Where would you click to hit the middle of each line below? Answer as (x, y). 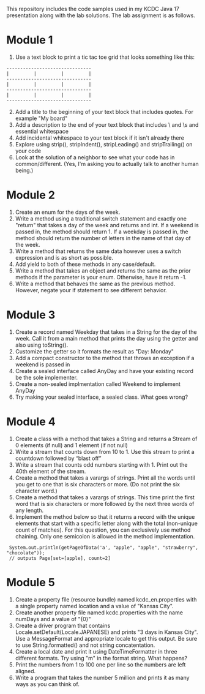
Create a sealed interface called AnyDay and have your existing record (104, 371)
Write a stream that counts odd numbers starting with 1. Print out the (101, 464)
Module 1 (30, 40)
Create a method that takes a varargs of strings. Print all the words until (105, 478)
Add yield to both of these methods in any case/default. (85, 264)
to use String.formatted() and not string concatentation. (85, 645)
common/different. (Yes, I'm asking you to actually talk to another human (107, 164)
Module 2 (31, 195)
